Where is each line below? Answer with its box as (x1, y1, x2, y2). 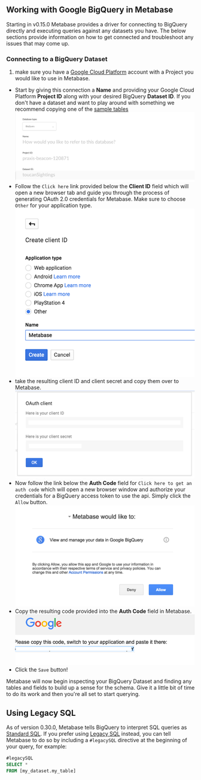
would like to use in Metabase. (14, 75, 90, 82)
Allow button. (14, 499, 48, 506)
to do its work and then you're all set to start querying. (6, 691, 141, 698)
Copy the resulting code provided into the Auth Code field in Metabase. (14, 608, 192, 615)
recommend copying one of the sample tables (14, 106, 129, 113)
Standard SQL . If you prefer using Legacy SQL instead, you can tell (6, 730, 171, 737)
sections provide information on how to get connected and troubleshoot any (6, 33, 194, 41)
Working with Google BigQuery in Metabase (6, 5, 173, 15)
